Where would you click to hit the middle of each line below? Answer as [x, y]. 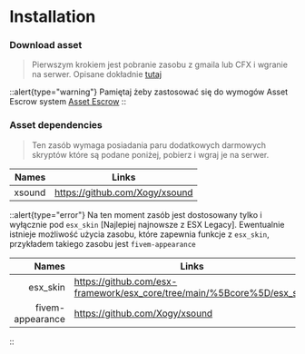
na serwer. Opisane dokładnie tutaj [96, 74]
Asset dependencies [56, 125]
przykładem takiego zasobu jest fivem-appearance [103, 243]
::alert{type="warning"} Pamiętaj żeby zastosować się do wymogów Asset [149, 92]
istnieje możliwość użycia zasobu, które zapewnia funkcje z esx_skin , [139, 234]
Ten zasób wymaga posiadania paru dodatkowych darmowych [148, 145]
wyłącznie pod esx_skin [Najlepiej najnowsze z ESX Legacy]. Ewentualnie [147, 224]
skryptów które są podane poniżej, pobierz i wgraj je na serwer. [150, 154]
